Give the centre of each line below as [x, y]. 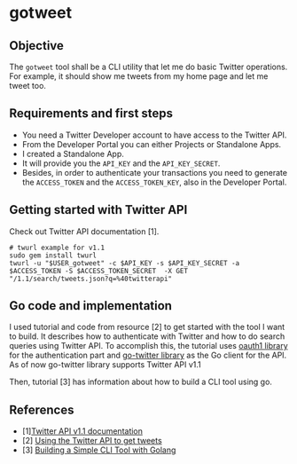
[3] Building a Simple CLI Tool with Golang [99, 450]
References [42, 409]
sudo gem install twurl [53, 256]
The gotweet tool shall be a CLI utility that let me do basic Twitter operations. [148, 67]
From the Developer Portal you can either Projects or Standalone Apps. [152, 144]
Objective [37, 46]
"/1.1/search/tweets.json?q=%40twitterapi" [91, 279]
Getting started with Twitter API [98, 210]
